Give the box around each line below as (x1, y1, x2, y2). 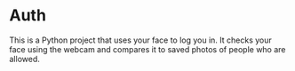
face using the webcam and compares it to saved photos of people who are (9, 43, 286, 54)
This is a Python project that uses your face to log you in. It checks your (9, 35, 273, 45)
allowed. (9, 53, 40, 64)
